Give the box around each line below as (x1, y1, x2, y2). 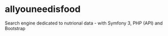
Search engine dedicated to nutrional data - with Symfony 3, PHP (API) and (5, 20, 163, 26)
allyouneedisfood (5, 3, 81, 15)
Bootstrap (5, 25, 26, 31)
